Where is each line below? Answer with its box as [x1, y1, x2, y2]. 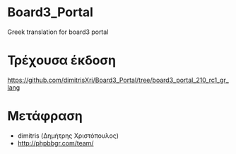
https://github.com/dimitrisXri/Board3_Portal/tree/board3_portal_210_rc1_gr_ [7, 76, 230, 84]
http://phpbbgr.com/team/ [17, 138, 94, 147]
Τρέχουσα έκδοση [7, 52, 117, 69]
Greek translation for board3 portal [7, 28, 109, 36]
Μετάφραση [7, 108, 83, 124]
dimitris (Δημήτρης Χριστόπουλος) [17, 131, 119, 140]
